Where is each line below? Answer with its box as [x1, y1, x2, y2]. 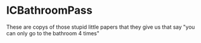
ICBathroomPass [6, 4, 93, 17]
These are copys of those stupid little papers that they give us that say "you [6, 23, 196, 30]
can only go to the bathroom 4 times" [6, 29, 100, 36]
